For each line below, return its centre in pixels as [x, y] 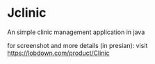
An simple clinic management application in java [76, 32]
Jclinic [27, 13]
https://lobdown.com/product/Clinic [58, 53]
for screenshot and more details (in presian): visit [77, 45]
